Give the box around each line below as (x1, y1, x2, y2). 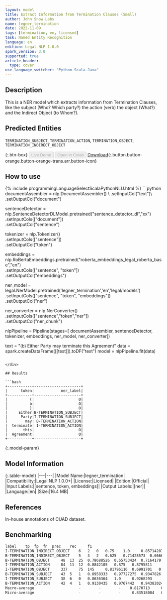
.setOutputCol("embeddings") (5, 272, 67, 279)
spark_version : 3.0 (5, 49, 46, 54)
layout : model (5, 7, 35, 12)
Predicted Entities (5, 124, 62, 132)
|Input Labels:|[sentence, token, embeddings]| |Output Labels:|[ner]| (5, 483, 146, 489)
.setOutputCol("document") (5, 196, 62, 202)
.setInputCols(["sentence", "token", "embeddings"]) (5, 293, 111, 299)
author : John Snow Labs (5, 16, 55, 21)
